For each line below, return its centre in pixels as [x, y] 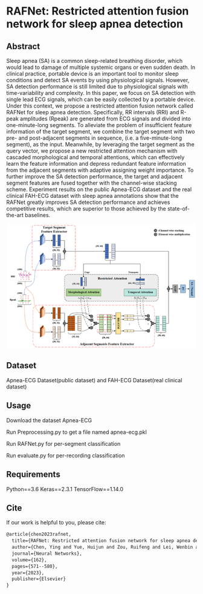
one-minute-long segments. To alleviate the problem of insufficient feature [99, 125]
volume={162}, [29, 560]
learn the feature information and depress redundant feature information [96, 164]
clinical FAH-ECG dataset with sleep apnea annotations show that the [93, 196]
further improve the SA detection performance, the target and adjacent [95, 176]
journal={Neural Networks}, [47, 553]
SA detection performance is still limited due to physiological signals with [97, 86]
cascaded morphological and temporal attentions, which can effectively [95, 157]
